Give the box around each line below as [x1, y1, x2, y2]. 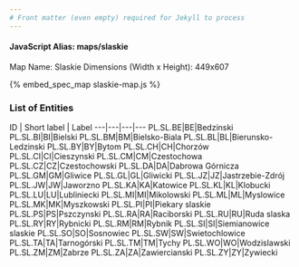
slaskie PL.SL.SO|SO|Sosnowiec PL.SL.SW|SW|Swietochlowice [9, 228, 246, 239]
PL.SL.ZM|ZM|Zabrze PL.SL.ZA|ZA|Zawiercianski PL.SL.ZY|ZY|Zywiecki [9, 247, 278, 258]
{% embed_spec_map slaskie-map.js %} [9, 79, 161, 90]
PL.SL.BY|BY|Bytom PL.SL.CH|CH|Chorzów [46, 141, 210, 152]
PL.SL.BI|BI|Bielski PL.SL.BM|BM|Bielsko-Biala [9, 132, 182, 143]
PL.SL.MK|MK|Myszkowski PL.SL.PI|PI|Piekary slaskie [9, 199, 211, 210]
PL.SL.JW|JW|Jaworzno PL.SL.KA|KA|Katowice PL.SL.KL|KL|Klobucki [9, 180, 271, 191]
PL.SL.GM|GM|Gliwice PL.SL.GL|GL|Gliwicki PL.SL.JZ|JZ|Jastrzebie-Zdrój [9, 170, 285, 181]
